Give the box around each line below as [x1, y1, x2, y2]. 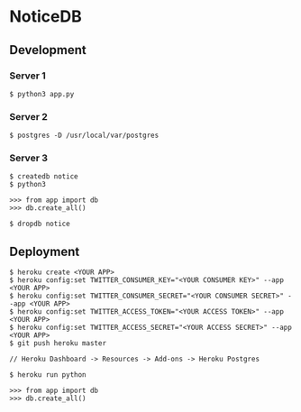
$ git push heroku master [9, 339, 106, 348]
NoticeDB [9, 6, 83, 27]
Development [9, 42, 87, 58]
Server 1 [9, 69, 47, 82]
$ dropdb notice [9, 219, 70, 229]
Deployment [9, 243, 80, 259]
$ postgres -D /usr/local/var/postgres [9, 131, 160, 141]
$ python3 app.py [9, 89, 75, 98]
